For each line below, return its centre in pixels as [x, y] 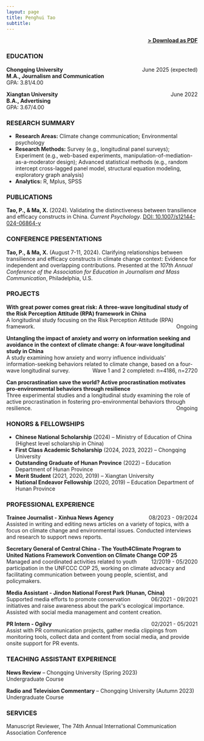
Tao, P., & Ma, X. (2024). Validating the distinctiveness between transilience [101, 210]
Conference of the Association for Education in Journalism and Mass [93, 272]
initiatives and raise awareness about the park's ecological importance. [95, 606]
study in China [25, 351]
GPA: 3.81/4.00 [25, 82]
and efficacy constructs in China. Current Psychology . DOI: [80, 217]
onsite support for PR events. [43, 643]
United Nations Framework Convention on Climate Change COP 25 [92, 555]
